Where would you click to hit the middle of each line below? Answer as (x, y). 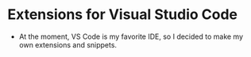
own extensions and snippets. (68, 44)
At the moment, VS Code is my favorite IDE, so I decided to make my (131, 36)
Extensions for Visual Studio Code (123, 15)
